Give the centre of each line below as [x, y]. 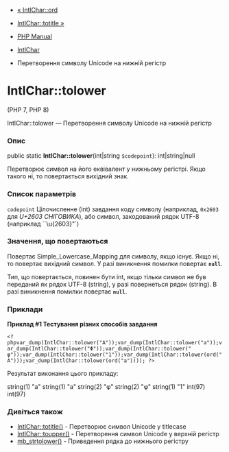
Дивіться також [35, 412]
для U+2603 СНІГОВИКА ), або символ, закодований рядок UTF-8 [103, 216]
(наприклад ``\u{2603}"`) [43, 224]
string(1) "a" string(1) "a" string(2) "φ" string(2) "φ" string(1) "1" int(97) [106, 387]
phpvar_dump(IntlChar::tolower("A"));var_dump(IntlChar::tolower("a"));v [115, 343]
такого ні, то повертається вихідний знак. [68, 176]
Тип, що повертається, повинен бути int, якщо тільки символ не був [107, 276]
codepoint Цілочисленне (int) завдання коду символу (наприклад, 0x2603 [113, 209]
